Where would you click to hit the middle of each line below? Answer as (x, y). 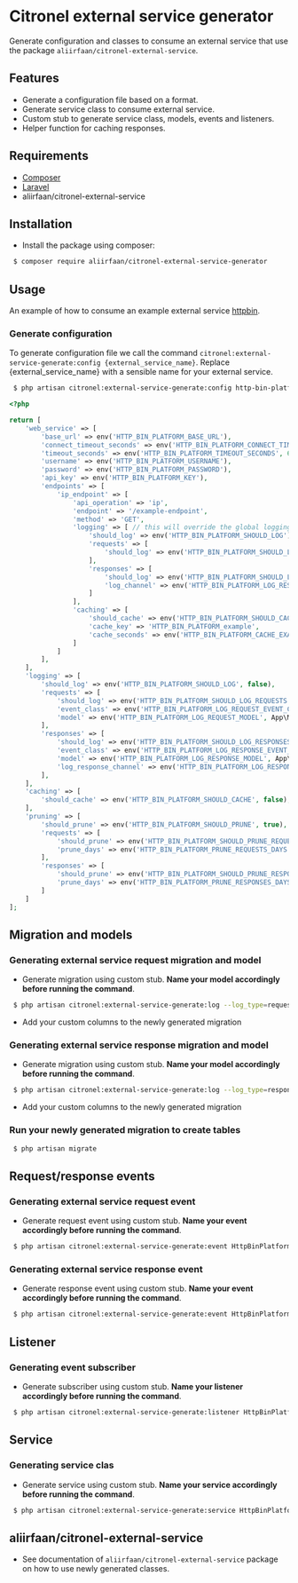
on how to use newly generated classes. (96, 1569)
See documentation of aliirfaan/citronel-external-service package (150, 1559)
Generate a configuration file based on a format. (110, 99)
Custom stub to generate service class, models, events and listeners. (148, 118)
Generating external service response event (106, 1269)
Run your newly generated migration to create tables (125, 1130)
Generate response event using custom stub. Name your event (137, 1288)
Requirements (49, 156)
